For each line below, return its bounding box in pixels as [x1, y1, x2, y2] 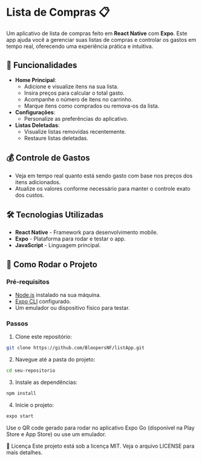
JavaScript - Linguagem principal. [15, 242, 101, 249]
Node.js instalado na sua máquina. [15, 292, 102, 299]
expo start [6, 413, 34, 419]
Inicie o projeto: [15, 401, 54, 408]
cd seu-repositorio [6, 367, 56, 374]
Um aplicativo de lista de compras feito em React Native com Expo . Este [6, 29, 187, 37]
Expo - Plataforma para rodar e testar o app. [15, 235, 126, 242]
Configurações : [15, 108, 56, 116]
